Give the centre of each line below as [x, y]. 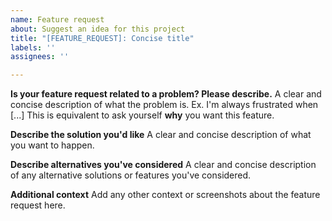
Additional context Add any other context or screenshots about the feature [165, 195]
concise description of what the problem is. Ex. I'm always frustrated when [164, 105]
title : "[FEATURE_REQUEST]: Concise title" [102, 38]
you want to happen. [52, 145]
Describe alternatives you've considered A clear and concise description [163, 165]
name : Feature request [57, 19]
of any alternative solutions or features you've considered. [131, 175]
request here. [38, 205]
